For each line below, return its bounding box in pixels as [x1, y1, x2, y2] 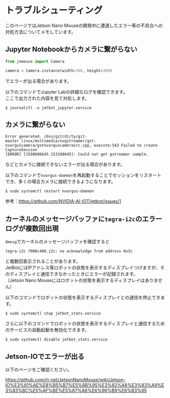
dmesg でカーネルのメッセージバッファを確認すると [5, 238, 110, 244]
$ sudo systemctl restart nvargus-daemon [5, 189, 94, 194]
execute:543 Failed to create [93, 143, 158, 148]
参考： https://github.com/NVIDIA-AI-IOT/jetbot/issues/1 [5, 198, 121, 204]
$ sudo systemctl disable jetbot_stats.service [5, 337, 108, 342]
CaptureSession [5, 147, 38, 152]
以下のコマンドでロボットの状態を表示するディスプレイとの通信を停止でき [5, 294, 161, 300]
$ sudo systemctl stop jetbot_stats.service [5, 311, 101, 316]
